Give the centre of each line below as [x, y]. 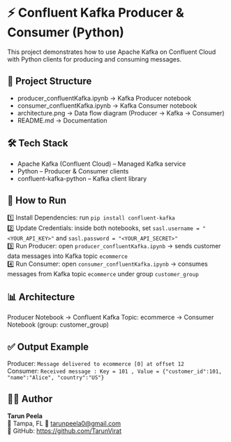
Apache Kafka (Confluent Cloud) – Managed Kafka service [102, 164]
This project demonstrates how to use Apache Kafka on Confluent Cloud [112, 52]
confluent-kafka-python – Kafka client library [82, 178]
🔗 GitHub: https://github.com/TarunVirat [65, 431]
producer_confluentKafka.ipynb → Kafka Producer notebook [104, 98]
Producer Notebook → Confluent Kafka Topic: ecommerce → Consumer [111, 318]
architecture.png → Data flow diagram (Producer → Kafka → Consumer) [121, 113]
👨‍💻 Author [30, 399]
